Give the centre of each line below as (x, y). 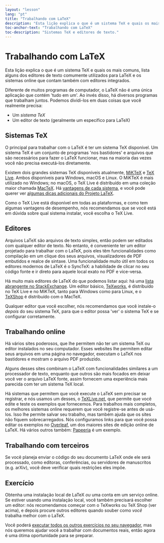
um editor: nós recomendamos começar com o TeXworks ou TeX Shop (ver (81, 505)
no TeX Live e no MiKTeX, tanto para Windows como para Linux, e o (73, 291)
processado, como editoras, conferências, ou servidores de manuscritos (78, 462)
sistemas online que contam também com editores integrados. (68, 80)
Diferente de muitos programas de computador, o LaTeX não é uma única (79, 90)
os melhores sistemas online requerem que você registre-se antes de (75, 409)
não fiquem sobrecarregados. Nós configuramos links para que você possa (81, 420)
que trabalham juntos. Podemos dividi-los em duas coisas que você (73, 100)
